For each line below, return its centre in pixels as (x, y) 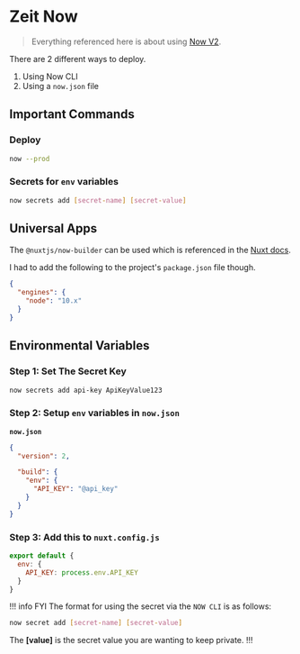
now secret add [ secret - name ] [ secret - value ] (96, 623)
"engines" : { (42, 293)
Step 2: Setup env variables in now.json (94, 413)
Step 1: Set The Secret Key (68, 371)
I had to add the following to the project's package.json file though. (132, 268)
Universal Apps (53, 228)
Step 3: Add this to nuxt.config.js (84, 537)
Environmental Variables (79, 345)
